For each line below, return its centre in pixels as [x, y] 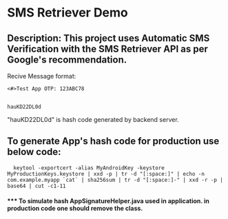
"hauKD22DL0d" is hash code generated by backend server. [93, 119]
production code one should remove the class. [75, 209]
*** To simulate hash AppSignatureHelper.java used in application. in [108, 201]
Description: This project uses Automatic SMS [108, 38]
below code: [34, 152]
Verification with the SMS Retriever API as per [108, 49]
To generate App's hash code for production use [113, 142]
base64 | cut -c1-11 [37, 186]
